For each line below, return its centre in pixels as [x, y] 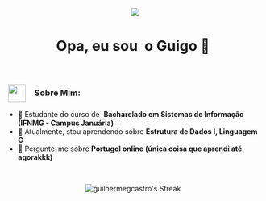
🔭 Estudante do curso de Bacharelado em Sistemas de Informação [131, 115]
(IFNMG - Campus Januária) [66, 123]
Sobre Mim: [57, 93]
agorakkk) [35, 157]
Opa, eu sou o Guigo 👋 [133, 46]
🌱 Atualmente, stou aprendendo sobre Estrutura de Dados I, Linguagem [137, 132]
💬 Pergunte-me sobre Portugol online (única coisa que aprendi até [130, 149]
